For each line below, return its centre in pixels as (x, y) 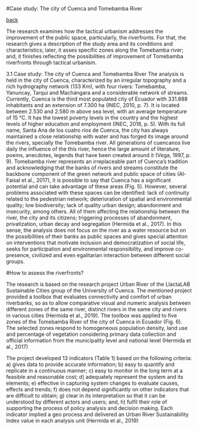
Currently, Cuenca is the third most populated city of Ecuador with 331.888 (97, 99)
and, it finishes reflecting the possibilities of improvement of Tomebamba (95, 56)
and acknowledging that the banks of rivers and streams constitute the (92, 168)
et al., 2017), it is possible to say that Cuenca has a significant (96, 180)
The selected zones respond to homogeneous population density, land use (97, 328)
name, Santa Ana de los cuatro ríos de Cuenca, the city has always (87, 130)
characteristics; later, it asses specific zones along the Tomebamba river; (95, 50)
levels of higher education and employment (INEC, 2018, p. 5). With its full (96, 124)
